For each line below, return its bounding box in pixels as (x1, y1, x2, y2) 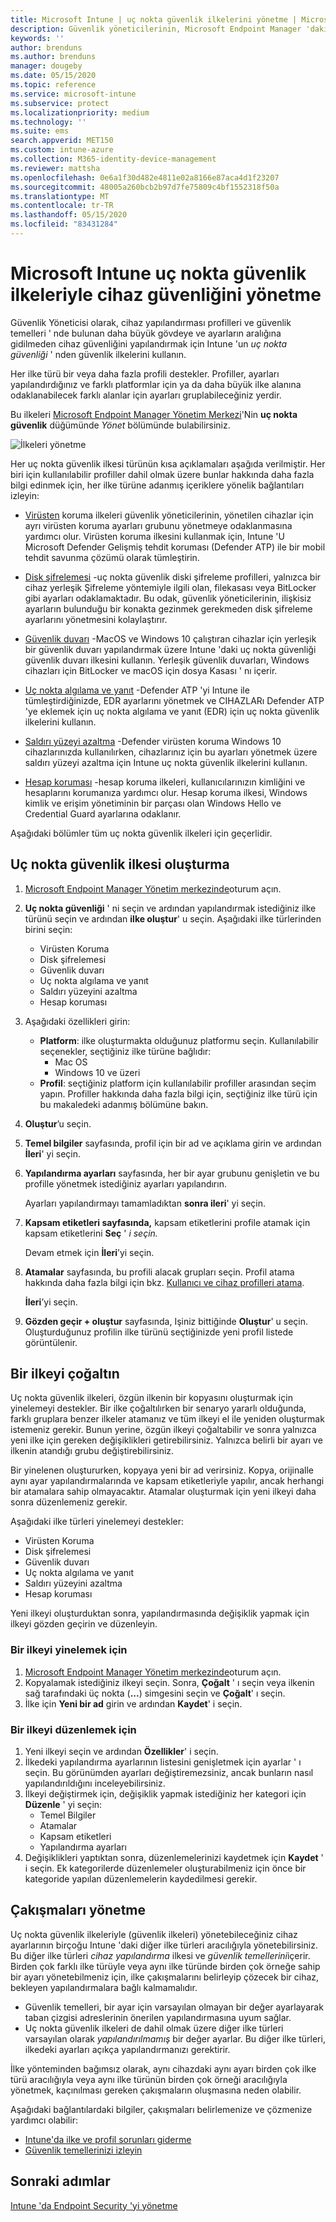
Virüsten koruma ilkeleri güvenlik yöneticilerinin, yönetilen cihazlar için (24, 509, 314, 521)
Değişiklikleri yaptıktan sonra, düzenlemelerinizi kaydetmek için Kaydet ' (24, 1852, 324, 1864)
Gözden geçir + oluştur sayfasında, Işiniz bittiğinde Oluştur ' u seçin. (24, 1315, 309, 1327)
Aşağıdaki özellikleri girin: (24, 1015, 131, 1027)
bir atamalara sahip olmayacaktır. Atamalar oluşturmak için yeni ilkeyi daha (10, 1486, 317, 1498)
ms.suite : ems (10, 126, 70, 136)
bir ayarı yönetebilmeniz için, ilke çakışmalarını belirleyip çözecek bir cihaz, (10, 1971, 320, 1983)
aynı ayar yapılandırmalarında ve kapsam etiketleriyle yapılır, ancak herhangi (10, 1475, 325, 1487)
